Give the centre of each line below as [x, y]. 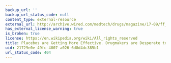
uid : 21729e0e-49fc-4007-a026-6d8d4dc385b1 [52, 48]
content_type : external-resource [41, 19]
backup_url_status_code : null [37, 15]
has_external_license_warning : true [44, 29]
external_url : [20, 24]
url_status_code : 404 [28, 52]
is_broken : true [22, 34]
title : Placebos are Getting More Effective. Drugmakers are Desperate [83, 43]
